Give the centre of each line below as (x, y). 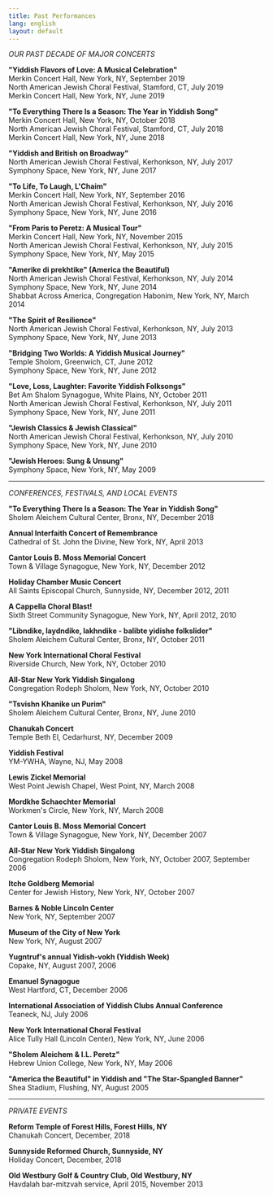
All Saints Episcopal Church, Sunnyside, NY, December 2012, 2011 (119, 591)
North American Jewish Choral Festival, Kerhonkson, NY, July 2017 (121, 162)
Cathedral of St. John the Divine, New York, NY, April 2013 (106, 542)
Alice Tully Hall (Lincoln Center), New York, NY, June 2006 (106, 1039)
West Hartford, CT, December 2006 (68, 990)
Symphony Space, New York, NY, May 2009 (82, 470)
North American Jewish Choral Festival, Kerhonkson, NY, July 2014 (121, 278)
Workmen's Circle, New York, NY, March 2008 (86, 810)
